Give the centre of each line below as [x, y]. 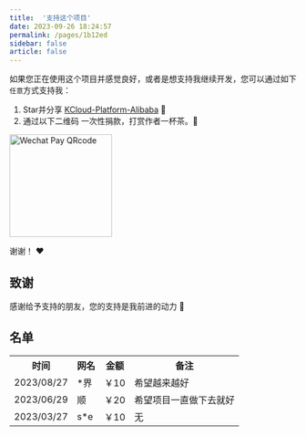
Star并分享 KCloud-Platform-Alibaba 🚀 [94, 109]
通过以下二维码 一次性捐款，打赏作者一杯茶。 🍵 [110, 121]
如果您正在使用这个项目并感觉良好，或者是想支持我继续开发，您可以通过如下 [153, 79]
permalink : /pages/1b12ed [58, 35]
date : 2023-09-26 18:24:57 [61, 26]
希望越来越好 [162, 382]
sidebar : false [38, 43]
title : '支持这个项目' [50, 18]
